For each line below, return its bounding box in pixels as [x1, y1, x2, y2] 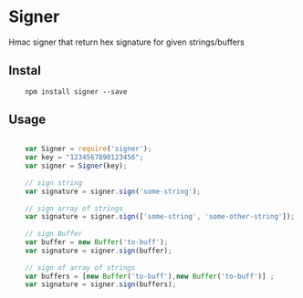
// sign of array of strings [25, 262, 136, 272]
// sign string [25, 178, 83, 188]
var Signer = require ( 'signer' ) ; [25, 144, 152, 154]
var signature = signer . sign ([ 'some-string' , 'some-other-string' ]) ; [25, 212, 296, 221]
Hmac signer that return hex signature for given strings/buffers [8, 36, 246, 47]
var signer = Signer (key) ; [25, 161, 128, 170]
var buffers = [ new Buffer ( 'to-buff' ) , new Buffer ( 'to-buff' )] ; [25, 272, 275, 281]
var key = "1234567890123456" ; [25, 153, 144, 162]
